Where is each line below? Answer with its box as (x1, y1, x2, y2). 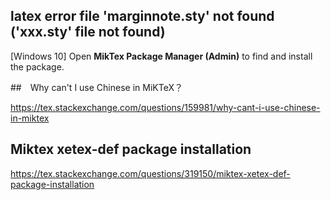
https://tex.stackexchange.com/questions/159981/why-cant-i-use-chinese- (10, 101, 321, 113)
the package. (10, 60, 65, 73)
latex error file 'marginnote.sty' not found (10, 8, 275, 25)
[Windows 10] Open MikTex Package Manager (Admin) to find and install (10, 50, 313, 62)
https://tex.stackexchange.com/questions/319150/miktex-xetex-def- (10, 167, 291, 179)
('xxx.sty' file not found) (10, 24, 166, 41)
